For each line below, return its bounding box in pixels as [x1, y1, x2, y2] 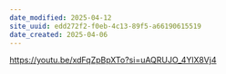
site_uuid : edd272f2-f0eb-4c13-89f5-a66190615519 [9, 22, 202, 31]
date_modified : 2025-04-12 [9, 13, 112, 23]
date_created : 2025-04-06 [9, 30, 108, 39]
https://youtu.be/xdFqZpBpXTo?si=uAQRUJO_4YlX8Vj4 [9, 55, 217, 66]
